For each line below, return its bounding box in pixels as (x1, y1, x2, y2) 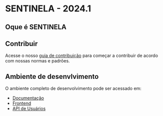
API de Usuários (12, 106, 46, 112)
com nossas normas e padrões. (5, 58, 70, 64)
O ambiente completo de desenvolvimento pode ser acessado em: (5, 85, 142, 92)
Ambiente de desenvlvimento (5, 72, 99, 81)
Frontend (12, 100, 31, 107)
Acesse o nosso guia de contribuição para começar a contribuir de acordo (5, 53, 159, 58)
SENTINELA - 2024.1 (5, 3, 91, 14)
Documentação (12, 95, 44, 101)
